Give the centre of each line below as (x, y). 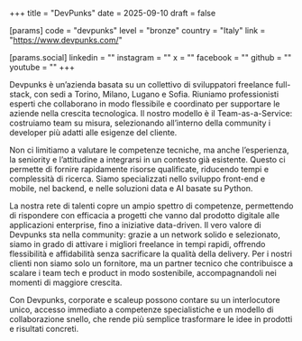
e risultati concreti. (44, 329)
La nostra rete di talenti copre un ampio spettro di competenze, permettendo (151, 206)
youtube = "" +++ (42, 67)
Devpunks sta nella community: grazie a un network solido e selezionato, (145, 235)
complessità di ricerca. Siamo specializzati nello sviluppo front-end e (137, 179)
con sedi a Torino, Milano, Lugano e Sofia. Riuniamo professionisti (156, 94)
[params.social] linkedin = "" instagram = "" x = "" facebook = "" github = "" (151, 57)
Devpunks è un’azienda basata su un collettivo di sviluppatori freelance (142, 84)
